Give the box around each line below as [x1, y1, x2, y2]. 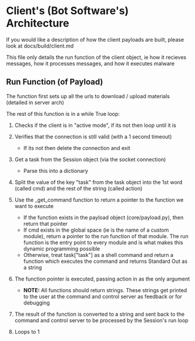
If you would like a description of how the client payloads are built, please [6, 36, 184, 43]
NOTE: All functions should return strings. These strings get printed [23, 286, 187, 293]
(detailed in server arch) [6, 99, 65, 106]
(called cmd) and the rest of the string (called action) [14, 185, 143, 192]
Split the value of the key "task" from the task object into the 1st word [14, 178, 183, 186]
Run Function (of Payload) [6, 77, 103, 87]
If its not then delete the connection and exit [23, 144, 130, 151]
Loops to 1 [14, 328, 40, 335]
